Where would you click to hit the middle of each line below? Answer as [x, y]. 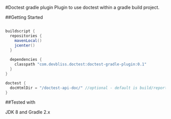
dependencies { [26, 60]
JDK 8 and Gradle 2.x [28, 112]
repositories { [26, 36]
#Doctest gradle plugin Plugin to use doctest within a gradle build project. [82, 7]
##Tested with [20, 102]
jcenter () [25, 45]
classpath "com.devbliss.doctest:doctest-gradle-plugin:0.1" [80, 64]
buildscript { [20, 31]
